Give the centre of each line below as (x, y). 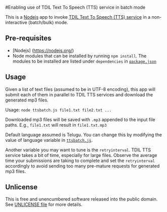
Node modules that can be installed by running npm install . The (79, 56)
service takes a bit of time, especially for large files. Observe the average (81, 155)
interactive (16, 22)
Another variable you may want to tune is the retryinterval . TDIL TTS (78, 150)
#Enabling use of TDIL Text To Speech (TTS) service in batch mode (75, 7)
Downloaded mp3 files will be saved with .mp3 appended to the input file (80, 119)
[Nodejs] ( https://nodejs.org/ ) (43, 50)
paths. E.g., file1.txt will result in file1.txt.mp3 (56, 125)
